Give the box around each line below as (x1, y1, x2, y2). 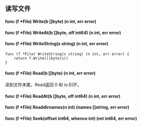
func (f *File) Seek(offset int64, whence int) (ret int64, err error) (5, 115, 137, 121)
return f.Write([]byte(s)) (14, 55, 69, 61)
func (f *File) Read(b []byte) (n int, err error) (5, 70, 96, 76)
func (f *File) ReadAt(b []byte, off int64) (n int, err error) (5, 93, 121, 99)
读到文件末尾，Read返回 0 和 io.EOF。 (5, 82, 82, 88)
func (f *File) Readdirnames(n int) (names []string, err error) (5, 104, 130, 110)
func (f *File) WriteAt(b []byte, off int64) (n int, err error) (5, 30, 121, 36)
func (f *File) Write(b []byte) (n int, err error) (5, 18, 96, 24)
